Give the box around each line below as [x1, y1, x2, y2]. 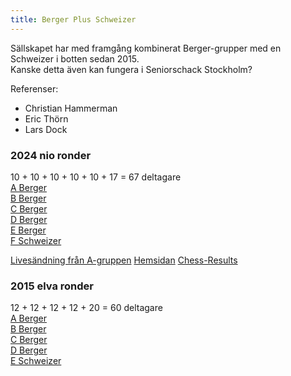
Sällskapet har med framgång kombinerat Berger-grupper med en [10, 42, 282, 54]
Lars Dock [24, 123, 68, 135]
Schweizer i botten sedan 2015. [10, 52, 140, 65]
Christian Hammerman [24, 102, 118, 114]
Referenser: [10, 82, 59, 95]
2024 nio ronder [10, 148, 92, 162]
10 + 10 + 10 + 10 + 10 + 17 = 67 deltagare [10, 171, 182, 183]
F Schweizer [10, 234, 62, 246]
